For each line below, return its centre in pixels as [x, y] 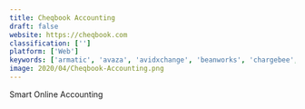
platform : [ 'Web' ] [44, 52]
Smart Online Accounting [56, 94]
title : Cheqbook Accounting [63, 18]
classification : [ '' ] [50, 43]
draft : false [34, 26]
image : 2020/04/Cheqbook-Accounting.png [87, 69]
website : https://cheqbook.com [69, 35]
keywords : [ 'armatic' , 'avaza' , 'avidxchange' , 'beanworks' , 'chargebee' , [154, 60]
